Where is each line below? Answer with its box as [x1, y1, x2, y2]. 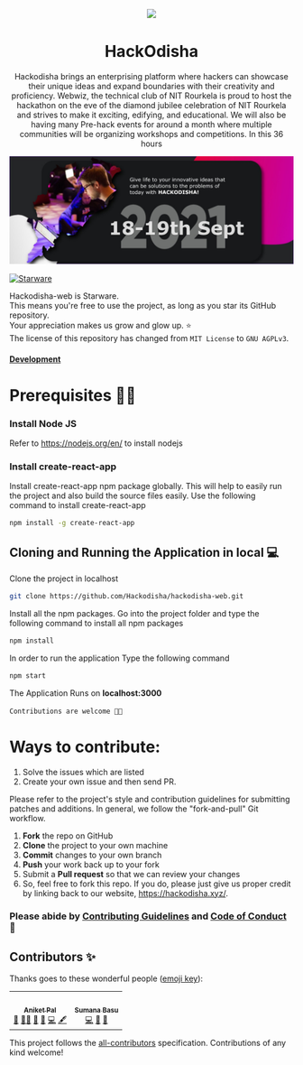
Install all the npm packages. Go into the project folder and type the [9, 607, 260, 618]
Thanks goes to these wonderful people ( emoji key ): [9, 973, 204, 984]
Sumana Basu [74, 1005, 119, 1014]
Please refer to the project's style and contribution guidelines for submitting [9, 793, 290, 804]
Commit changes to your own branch [22, 849, 162, 860]
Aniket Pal [23, 1005, 57, 1014]
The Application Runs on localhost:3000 [9, 687, 162, 699]
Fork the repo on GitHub [22, 830, 114, 841]
